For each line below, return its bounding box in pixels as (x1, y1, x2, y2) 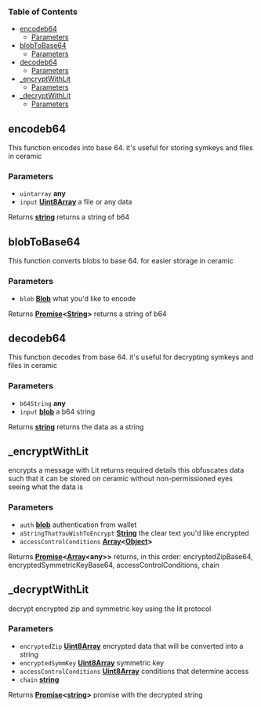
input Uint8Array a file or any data (19, 197, 132, 207)
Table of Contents (8, 6, 78, 17)
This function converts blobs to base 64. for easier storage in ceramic (8, 256, 234, 266)
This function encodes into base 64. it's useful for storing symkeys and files (8, 143, 253, 153)
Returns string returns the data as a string (8, 422, 144, 431)
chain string (19, 675, 60, 684)
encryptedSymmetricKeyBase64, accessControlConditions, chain (8, 560, 219, 569)
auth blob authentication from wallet (19, 520, 137, 529)
